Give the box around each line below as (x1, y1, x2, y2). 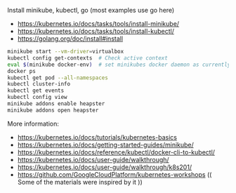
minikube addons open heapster (7, 107, 99, 114)
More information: (7, 119, 60, 128)
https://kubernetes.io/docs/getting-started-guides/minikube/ (17, 140, 195, 149)
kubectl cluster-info (7, 81, 71, 88)
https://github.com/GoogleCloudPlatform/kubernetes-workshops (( (17, 170, 212, 178)
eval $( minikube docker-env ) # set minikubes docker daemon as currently (7, 61, 231, 68)
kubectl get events (7, 87, 65, 94)
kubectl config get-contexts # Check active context (7, 54, 169, 62)
